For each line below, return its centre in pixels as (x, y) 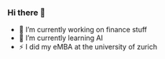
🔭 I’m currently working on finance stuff (83, 30)
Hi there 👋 (27, 13)
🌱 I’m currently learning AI (61, 38)
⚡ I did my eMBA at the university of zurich (88, 47)
